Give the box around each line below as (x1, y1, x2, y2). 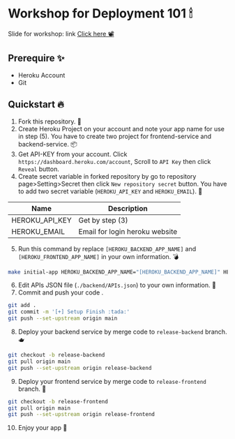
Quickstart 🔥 (8, 98, 65, 110)
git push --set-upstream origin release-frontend (8, 411, 156, 418)
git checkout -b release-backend (8, 352, 105, 359)
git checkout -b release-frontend (8, 398, 109, 405)
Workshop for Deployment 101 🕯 (8, 6, 193, 22)
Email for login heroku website (78, 226, 178, 236)
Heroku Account (17, 70, 66, 79)
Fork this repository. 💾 (17, 117, 82, 126)
